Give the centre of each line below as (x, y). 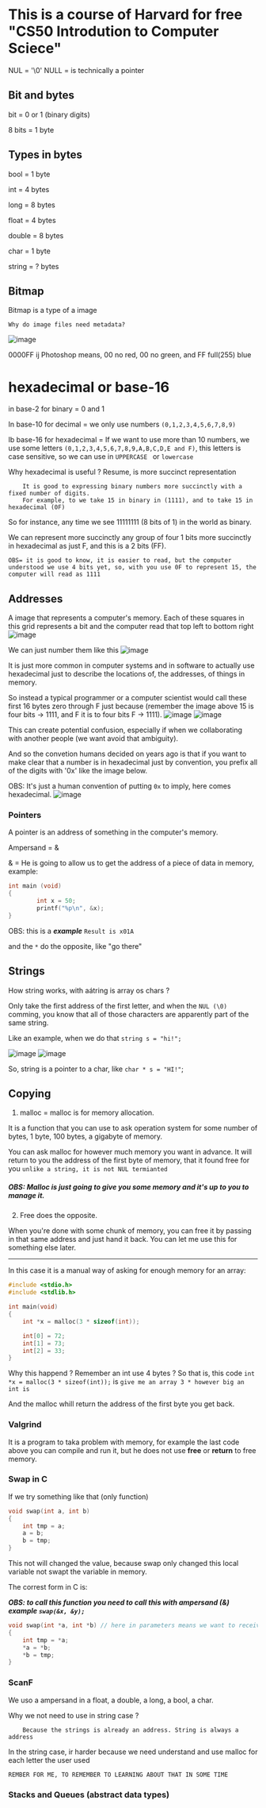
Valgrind (25, 1424)
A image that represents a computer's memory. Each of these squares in (126, 618)
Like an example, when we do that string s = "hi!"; (95, 1038)
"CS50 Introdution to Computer (114, 31)
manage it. (27, 1196)
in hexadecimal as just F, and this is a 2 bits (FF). (87, 546)
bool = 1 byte (29, 174)
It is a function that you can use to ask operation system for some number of (133, 1128)
